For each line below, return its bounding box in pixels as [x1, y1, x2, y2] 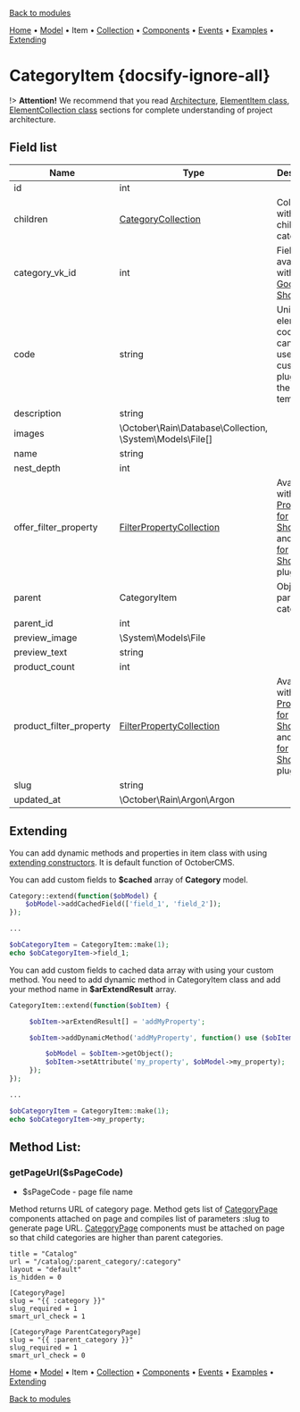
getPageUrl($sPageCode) [9, 1166, 123, 1178]
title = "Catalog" [9, 1249, 78, 1258]
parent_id [13, 616, 54, 629]
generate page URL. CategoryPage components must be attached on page [9, 1223, 286, 1233]
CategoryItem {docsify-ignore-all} [9, 66, 271, 86]
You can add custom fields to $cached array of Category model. [9, 874, 248, 885]
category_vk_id [13, 266, 77, 279]
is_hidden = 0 [9, 1273, 62, 1282]
